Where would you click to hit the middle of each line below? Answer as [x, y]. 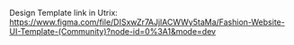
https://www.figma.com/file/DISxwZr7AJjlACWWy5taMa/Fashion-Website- [147, 22]
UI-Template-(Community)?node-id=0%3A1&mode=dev [113, 31]
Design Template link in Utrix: [64, 13]
